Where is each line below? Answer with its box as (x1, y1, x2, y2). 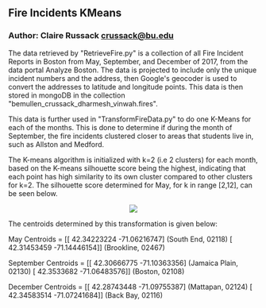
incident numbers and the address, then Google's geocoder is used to (8, 73, 237, 83)
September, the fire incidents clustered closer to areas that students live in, (8, 131, 254, 141)
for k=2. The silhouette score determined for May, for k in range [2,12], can (8, 180, 253, 190)
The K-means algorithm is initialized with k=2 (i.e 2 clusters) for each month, (8, 155, 258, 164)
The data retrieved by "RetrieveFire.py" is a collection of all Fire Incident (8, 48, 244, 58)
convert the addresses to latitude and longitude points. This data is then (8, 82, 244, 91)
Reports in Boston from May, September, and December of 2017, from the (8, 56, 249, 66)
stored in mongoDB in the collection (8, 90, 125, 100)
